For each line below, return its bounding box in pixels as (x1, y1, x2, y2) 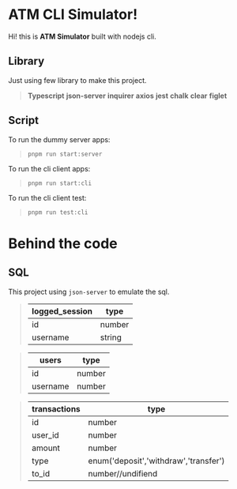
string (100, 332, 122, 343)
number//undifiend (88, 468, 158, 479)
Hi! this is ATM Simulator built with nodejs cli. (8, 32, 156, 41)
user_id (31, 429, 59, 440)
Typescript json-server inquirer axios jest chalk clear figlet (27, 91, 228, 100)
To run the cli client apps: (8, 164, 91, 173)
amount (31, 442, 61, 453)
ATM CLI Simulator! (8, 6, 138, 24)
